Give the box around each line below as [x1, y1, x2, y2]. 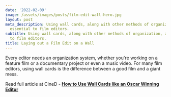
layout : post [5, 17, 33, 22]
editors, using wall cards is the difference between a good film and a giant [5, 65, 161, 71]
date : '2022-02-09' [5, 7, 47, 13]
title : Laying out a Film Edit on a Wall [5, 41, 95, 46]
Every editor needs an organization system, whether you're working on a [5, 55, 158, 61]
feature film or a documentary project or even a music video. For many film [5, 60, 162, 66]
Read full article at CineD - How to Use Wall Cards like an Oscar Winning [5, 81, 159, 87]
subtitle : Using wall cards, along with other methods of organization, [5, 31, 163, 36]
